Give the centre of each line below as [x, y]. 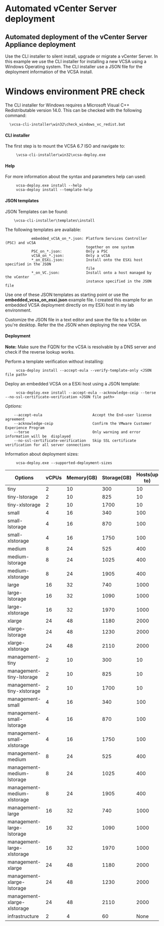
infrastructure [23, 916]
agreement [15, 419]
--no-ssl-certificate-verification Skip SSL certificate [75, 441]
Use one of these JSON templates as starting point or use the [67, 295]
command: [16, 115]
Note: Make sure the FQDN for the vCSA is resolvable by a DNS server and [81, 347]
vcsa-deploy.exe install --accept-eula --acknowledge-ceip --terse [86, 393]
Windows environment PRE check [75, 92]
